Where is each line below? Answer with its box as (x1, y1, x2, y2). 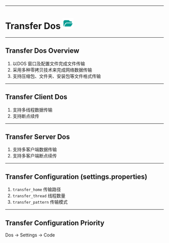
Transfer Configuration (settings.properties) (5, 172, 147, 181)
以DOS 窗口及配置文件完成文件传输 (12, 60, 86, 66)
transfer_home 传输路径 (12, 187, 61, 193)
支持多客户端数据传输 (12, 146, 57, 152)
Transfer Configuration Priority (5, 218, 105, 227)
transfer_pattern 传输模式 (12, 199, 68, 205)
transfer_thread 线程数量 (12, 193, 66, 199)
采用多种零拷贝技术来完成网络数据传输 (12, 66, 92, 73)
